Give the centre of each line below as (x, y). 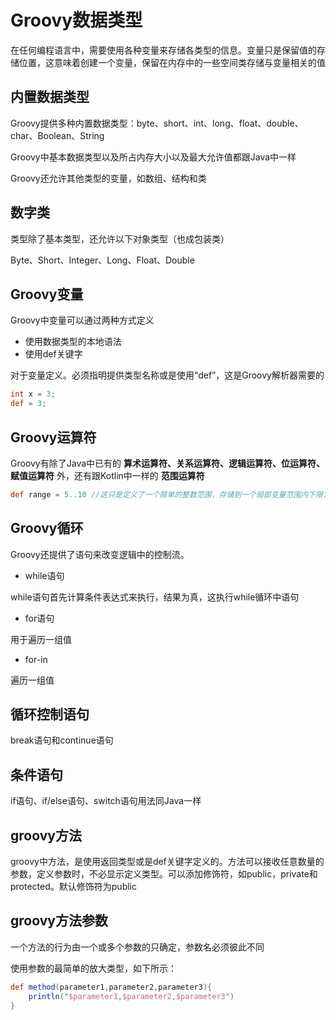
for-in (36, 659)
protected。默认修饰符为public (73, 887)
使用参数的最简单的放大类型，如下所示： (93, 968)
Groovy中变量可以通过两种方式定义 (82, 320)
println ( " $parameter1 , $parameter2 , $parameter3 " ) (131, 996)
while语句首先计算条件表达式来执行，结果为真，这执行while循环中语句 (155, 597)
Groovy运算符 (53, 437)
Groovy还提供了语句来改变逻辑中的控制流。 (100, 554)
